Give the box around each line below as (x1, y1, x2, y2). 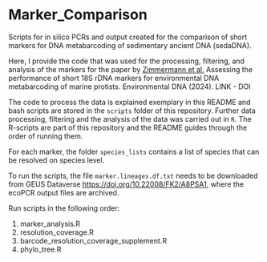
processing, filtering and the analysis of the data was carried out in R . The (8, 114, 252, 123)
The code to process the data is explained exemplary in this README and (8, 97, 251, 107)
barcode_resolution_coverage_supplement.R (19, 236, 167, 245)
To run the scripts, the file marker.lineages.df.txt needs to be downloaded (8, 171, 258, 180)
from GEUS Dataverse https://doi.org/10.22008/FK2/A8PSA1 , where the (8, 179, 245, 189)
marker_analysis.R (19, 219, 81, 228)
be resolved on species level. (8, 155, 105, 165)
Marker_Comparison (8, 6, 148, 24)
